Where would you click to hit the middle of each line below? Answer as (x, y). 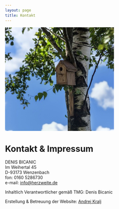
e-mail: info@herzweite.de (31, 183)
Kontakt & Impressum (49, 149)
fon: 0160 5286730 (24, 177)
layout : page (18, 10)
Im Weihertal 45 (21, 167)
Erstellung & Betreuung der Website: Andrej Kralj (53, 202)
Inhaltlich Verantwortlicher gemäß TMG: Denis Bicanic (59, 192)
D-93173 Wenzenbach (27, 173)
